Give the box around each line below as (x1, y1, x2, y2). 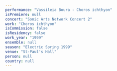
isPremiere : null (5, 12, 41, 17)
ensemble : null (5, 40, 37, 45)
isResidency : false (5, 30, 46, 35)
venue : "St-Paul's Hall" (5, 49, 57, 54)
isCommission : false (5, 26, 48, 31)
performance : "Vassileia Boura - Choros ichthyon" (5, 7, 113, 12)
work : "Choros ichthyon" (5, 21, 57, 26)
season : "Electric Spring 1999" (5, 44, 72, 49)
